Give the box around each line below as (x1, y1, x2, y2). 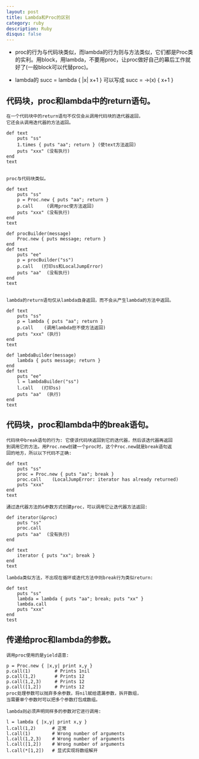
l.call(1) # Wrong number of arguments (6, 730, 125, 737)
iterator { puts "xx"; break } (17, 552, 96, 558)
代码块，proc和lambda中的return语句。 (6, 96, 155, 106)
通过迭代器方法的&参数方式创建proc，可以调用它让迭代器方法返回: (6, 504, 148, 510)
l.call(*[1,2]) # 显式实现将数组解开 (6, 748, 98, 754)
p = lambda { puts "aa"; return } (17, 318, 103, 324)
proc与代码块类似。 (6, 175, 49, 181)
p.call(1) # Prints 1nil (6, 668, 90, 674)
